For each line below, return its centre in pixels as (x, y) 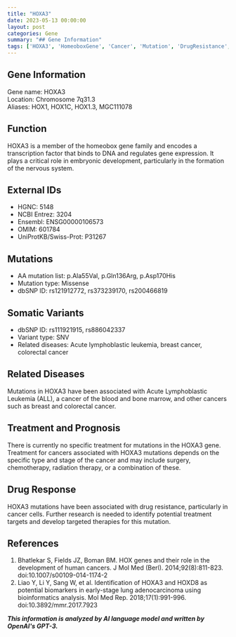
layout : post (26, 27)
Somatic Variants (46, 313)
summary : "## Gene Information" (54, 40)
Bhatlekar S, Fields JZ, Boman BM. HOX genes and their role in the (113, 560)
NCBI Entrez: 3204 (45, 214)
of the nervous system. (41, 168)
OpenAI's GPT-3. (33, 626)
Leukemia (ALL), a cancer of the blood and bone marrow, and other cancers (117, 398)
